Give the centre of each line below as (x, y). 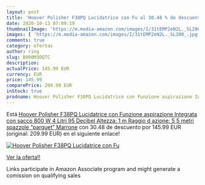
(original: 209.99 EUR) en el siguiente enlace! (63, 133)
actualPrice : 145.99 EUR (38, 68)
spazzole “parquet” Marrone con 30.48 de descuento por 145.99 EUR (94, 127)
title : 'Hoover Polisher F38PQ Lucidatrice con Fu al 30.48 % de (91, 18)
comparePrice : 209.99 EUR (39, 86)
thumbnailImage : (27, 29)
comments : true (26, 40)
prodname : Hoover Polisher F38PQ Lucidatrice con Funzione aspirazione (99, 97)
